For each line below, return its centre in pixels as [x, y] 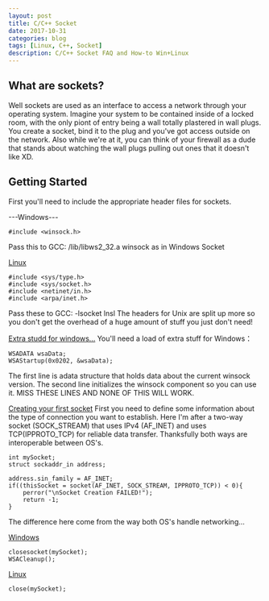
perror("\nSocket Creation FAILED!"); [88, 492]
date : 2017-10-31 [37, 31]
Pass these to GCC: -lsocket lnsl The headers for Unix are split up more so [132, 313]
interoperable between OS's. [56, 442]
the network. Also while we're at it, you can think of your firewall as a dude [132, 139]
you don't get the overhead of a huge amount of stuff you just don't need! [131, 321]
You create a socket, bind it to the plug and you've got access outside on [129, 131]
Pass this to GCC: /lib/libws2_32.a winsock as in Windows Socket [117, 247]
